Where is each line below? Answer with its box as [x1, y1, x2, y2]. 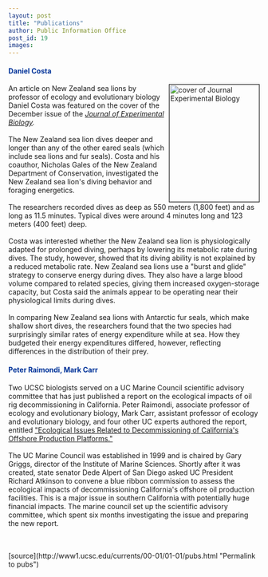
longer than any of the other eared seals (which [8, 143, 165, 152]
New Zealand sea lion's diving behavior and [8, 177, 152, 187]
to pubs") [8, 559, 40, 569]
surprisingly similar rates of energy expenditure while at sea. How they [8, 330, 241, 339]
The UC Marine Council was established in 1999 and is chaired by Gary [8, 450, 242, 460]
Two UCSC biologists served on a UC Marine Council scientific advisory [8, 382, 245, 392]
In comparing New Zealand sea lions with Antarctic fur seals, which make [8, 313, 250, 322]
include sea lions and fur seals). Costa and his [8, 152, 160, 161]
